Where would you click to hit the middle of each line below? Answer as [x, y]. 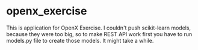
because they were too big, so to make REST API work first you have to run [99, 34]
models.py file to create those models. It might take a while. [80, 40]
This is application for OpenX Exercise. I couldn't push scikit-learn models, [99, 28]
